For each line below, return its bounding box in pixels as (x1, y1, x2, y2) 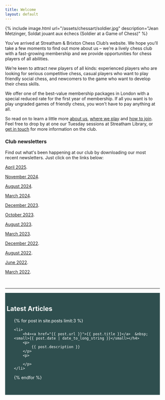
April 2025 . (5, 164, 28, 170)
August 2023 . (5, 221, 33, 227)
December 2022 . (5, 240, 40, 246)
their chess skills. (5, 81, 40, 86)
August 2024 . (5, 183, 33, 189)
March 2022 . (5, 269, 31, 275)
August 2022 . (5, 250, 33, 256)
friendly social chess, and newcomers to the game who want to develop (5, 76, 151, 82)
